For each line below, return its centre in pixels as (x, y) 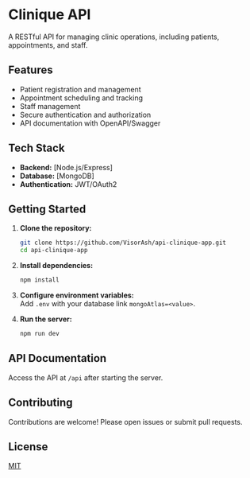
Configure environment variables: (77, 295)
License (28, 447)
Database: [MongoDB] (57, 176)
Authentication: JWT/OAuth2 (68, 184)
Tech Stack (37, 148)
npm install (39, 280)
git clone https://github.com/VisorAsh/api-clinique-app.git (123, 243)
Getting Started (47, 209)
